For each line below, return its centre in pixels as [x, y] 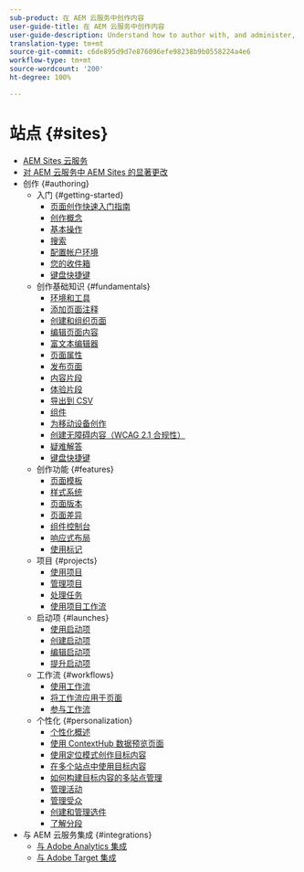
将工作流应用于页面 [86, 697]
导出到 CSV [72, 400]
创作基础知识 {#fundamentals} [93, 286]
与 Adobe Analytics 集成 [82, 845]
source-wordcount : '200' [57, 69]
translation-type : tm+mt [57, 43]
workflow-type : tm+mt [51, 60]
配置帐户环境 [74, 251]
